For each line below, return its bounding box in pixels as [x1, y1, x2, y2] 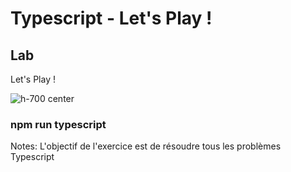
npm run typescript [10, 117, 107, 131]
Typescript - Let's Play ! [10, 7, 213, 30]
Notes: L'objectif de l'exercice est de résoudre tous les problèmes [10, 140, 282, 152]
